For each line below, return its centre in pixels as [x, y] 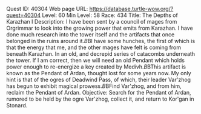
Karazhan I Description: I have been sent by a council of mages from [92, 22]
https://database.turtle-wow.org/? [131, 9]
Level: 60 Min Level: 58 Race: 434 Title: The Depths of [110, 15]
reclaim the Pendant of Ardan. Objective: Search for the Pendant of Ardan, [99, 92]
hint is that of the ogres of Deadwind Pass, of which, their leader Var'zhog [99, 79]
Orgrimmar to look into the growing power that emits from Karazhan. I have [100, 28]
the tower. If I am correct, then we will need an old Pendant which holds [96, 60]
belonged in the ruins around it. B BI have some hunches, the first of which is [101, 41]
